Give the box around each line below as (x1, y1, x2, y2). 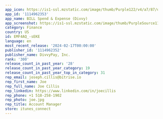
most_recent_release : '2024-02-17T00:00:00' (5, 43, 97, 48)
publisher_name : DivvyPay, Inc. (5, 52, 70, 57)
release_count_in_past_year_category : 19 (5, 66, 90, 71)
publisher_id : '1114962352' (5, 48, 62, 52)
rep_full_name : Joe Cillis (5, 84, 60, 89)
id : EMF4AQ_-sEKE (5, 34, 40, 39)
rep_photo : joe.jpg (5, 98, 45, 102)
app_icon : (5, 7, 25, 12)
